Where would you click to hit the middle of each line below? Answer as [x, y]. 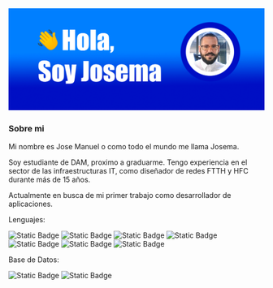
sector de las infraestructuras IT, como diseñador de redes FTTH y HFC [129, 170]
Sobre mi [26, 129]
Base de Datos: [34, 260]
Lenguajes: [27, 219]
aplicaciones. [30, 204]
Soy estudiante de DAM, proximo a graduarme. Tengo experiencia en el [128, 162]
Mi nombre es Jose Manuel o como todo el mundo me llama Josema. [124, 146]
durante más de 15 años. [50, 179]
